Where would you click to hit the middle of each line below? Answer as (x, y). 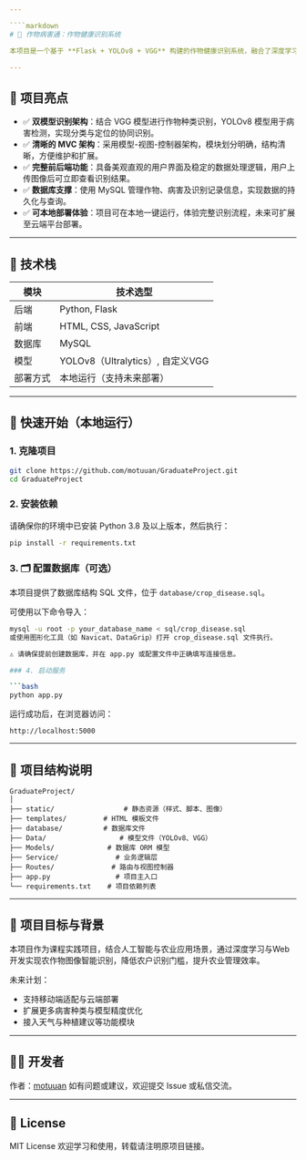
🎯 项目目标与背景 (57, 925)
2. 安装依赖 (34, 504)
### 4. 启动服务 (37, 671)
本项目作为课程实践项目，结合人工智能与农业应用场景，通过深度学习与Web (149, 949)
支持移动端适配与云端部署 (71, 999)
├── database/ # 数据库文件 (77, 828)
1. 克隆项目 (33, 451)
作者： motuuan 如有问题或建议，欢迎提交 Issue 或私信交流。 (123, 1085)
